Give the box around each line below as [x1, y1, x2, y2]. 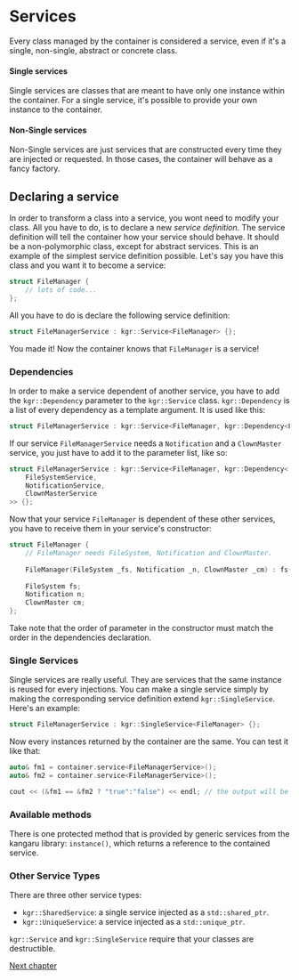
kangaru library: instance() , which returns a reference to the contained [9, 838, 271, 849]
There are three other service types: [9, 890, 142, 901]
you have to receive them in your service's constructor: [9, 523, 212, 534]
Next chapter [9, 960, 58, 971]
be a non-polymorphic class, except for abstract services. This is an [9, 241, 260, 252]
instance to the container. [9, 104, 103, 115]
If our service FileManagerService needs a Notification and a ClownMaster [9, 438, 282, 449]
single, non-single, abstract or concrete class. [9, 45, 178, 55]
